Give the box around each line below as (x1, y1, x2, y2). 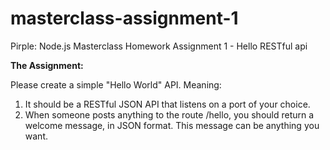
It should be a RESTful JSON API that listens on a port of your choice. (24, 98, 311, 110)
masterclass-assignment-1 (10, 7, 239, 30)
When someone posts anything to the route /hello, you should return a (24, 108, 315, 121)
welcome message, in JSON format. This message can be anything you (24, 119, 320, 131)
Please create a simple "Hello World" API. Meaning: (10, 78, 222, 91)
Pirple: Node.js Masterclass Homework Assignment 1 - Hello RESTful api (10, 40, 308, 52)
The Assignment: (10, 59, 84, 71)
